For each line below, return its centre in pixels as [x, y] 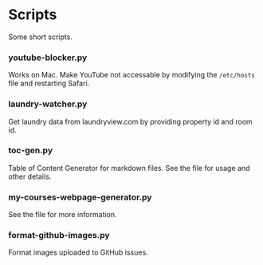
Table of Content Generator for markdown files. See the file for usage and [129, 168]
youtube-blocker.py [48, 57]
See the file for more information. [63, 215]
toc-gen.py [31, 151]
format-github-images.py [59, 235]
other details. [30, 176]
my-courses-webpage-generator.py [80, 197]
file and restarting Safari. [49, 83]
